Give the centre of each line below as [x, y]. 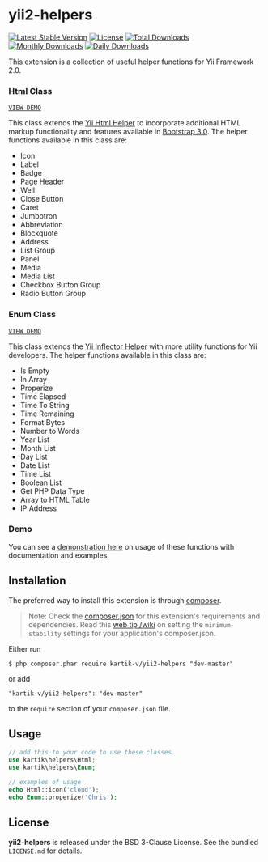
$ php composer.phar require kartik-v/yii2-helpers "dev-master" [121, 664]
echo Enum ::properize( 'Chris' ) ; [63, 797]
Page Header [42, 182]
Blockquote [39, 233]
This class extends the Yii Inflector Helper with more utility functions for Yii [133, 346]
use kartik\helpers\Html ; [52, 760]
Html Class [30, 91]
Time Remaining [47, 414]
